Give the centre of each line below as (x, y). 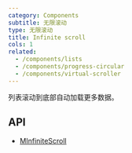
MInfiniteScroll (43, 141)
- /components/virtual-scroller (68, 74)
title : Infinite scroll (47, 37)
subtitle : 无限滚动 (38, 23)
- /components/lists (49, 60)
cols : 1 (21, 45)
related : (22, 52)
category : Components (44, 15)
